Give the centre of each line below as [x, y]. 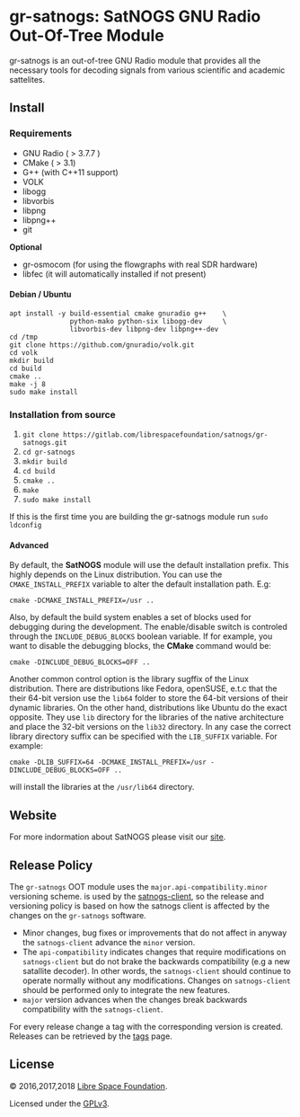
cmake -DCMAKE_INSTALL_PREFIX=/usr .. [82, 601]
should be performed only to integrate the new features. [126, 989]
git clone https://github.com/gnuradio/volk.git [102, 345]
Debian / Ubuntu [40, 295]
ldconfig [26, 526]
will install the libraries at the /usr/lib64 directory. [102, 787]
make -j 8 [28, 384]
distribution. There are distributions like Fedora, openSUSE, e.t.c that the [143, 688]
